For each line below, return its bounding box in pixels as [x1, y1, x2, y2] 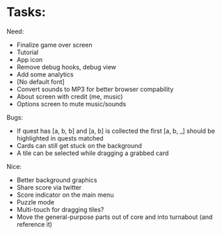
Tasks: [6, 4, 46, 20]
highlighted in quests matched [16, 133, 104, 143]
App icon [16, 55, 43, 63]
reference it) [16, 220, 53, 228]
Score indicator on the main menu [16, 191, 114, 199]
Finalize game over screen [16, 40, 93, 49]
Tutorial [16, 48, 39, 56]
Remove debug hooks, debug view [16, 63, 116, 71]
